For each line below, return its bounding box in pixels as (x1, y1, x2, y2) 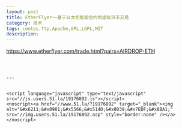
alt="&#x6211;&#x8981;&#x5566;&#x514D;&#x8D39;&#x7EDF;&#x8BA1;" (6, 106, 173, 113)
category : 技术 (6, 20, 43, 26)
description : (6, 31, 39, 37)
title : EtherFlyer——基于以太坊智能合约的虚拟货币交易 (6, 14, 129, 20)
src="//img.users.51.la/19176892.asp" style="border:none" (6, 112, 157, 118)
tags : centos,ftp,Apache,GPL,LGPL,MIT (6, 25, 103, 32)
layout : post (6, 8, 39, 15)
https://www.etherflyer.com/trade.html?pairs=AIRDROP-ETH (6, 47, 156, 55)
